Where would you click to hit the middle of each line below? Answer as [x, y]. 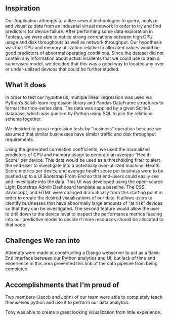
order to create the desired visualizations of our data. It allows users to [79, 198]
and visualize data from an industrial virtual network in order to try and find [83, 26]
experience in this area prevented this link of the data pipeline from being [81, 264]
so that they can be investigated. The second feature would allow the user [82, 208]
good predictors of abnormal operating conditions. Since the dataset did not [85, 53]
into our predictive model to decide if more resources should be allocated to [85, 219]
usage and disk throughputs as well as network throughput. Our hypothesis [84, 42]
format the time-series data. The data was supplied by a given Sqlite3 [78, 108]
